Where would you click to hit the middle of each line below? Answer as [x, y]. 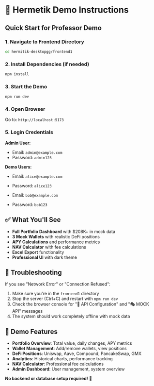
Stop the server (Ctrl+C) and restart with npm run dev [65, 299]
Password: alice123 [32, 185]
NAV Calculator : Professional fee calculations [58, 364]
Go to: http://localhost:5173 [34, 120]
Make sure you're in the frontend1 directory [55, 294]
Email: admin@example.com [37, 152]
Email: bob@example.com [35, 195]
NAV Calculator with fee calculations [49, 247]
